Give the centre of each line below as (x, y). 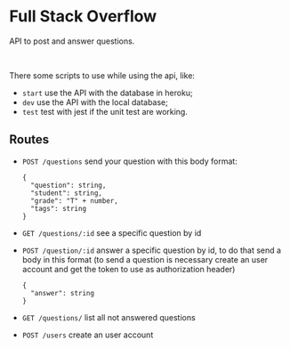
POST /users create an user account (88, 335)
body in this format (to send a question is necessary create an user (145, 259)
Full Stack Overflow (83, 16)
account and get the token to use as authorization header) (129, 269)
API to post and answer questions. (72, 41)
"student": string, (66, 193)
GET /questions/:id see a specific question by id (112, 232)
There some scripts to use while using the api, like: (102, 75)
